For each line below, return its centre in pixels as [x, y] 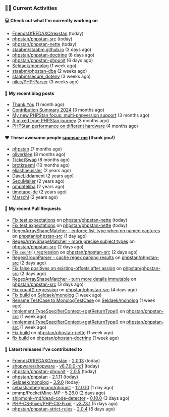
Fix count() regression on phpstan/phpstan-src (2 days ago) [75, 252]
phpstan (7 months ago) [37, 149]
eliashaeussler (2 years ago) [41, 170]
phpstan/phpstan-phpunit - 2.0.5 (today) [54, 371]
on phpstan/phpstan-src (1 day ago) [49, 236]
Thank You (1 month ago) [38, 105]
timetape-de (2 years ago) [39, 192]
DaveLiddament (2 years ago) [43, 176]
